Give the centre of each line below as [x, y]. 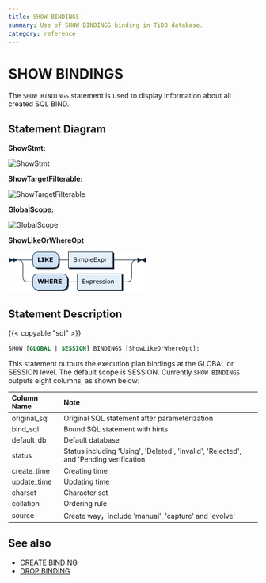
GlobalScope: [31, 209]
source [23, 516]
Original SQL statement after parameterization [139, 418]
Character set [86, 493]
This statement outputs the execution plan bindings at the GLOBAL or [121, 363]
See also [30, 543]
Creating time [86, 470]
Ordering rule [85, 504]
